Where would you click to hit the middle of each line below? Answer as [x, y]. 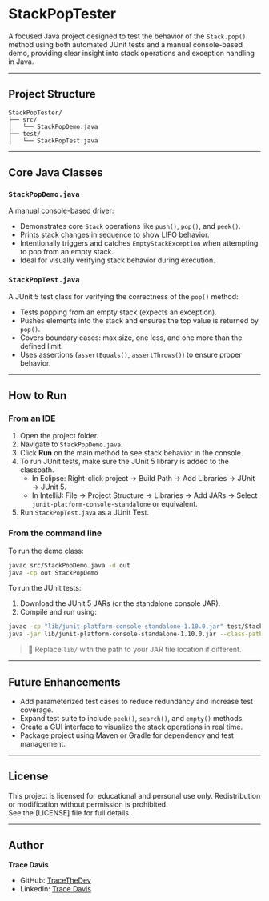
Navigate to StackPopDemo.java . [71, 444]
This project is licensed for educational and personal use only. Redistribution [134, 795]
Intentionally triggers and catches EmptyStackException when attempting [139, 243]
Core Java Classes [56, 173]
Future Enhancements [65, 682]
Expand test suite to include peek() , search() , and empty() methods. [132, 719]
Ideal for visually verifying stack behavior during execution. [118, 260]
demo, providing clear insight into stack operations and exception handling [131, 53]
